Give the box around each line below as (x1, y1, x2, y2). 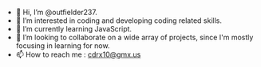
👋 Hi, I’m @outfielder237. (15, 8, 97, 17)
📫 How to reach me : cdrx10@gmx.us (15, 50, 141, 59)
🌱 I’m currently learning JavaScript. (15, 24, 132, 33)
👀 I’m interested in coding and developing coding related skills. (15, 16, 222, 25)
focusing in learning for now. (15, 41, 110, 50)
